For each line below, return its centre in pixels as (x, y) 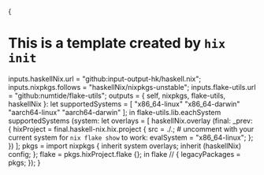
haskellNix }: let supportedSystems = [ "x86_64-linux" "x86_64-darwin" (124, 104)
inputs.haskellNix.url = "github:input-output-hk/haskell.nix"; (105, 79)
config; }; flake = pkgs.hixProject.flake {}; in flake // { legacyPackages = (125, 154)
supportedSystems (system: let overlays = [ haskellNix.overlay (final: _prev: (130, 121)
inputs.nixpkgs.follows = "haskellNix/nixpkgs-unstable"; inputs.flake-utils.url (132, 87)
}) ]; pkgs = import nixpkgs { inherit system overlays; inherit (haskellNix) (125, 146)
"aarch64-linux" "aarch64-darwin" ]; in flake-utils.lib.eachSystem (115, 112)
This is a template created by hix (117, 43)
